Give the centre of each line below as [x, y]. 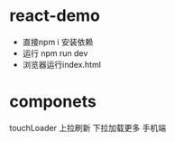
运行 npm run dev [55, 53]
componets [53, 102]
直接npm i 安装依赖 [58, 42]
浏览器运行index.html [62, 64]
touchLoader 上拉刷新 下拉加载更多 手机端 [88, 128]
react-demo [55, 16]
